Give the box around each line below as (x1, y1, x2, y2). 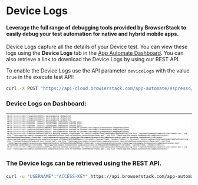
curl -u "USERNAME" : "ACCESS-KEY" (6, 173, 88, 179)
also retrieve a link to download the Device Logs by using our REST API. (6, 56, 180, 63)
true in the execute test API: (6, 74, 75, 81)
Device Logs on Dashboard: (6, 100, 87, 108)
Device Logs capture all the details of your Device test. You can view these (6, 43, 188, 51)
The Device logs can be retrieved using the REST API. (6, 159, 162, 167)
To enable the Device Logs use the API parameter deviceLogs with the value (6, 67, 190, 74)
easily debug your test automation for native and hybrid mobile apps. (6, 30, 179, 37)
